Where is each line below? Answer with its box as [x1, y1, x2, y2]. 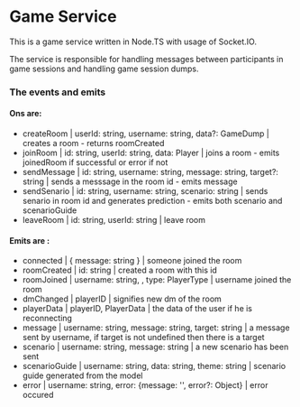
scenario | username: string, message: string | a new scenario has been [22, 341, 289, 353]
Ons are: [9, 108, 42, 119]
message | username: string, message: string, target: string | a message [22, 322, 290, 333]
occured [22, 390, 54, 401]
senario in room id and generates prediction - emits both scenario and [22, 196, 283, 207]
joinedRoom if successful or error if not [22, 157, 168, 168]
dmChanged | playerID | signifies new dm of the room [22, 293, 223, 304]
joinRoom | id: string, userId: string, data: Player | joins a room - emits [22, 147, 280, 159]
